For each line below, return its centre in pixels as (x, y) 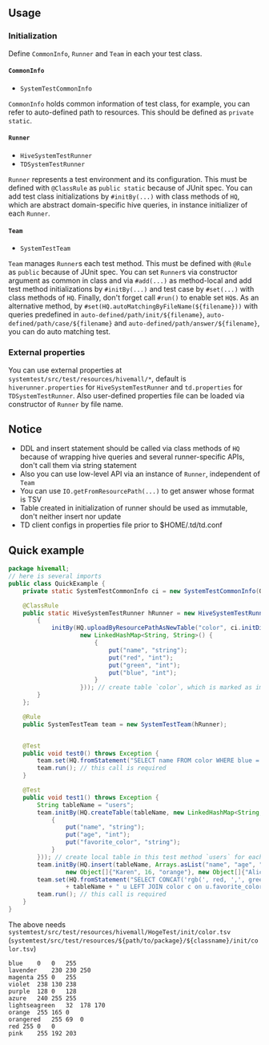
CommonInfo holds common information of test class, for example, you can (129, 103)
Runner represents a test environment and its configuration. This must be (128, 180)
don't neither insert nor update (70, 517)
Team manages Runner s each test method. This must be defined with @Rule (130, 264)
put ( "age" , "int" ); (98, 835)
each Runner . (29, 214)
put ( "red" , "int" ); (141, 658)
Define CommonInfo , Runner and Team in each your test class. (105, 53)
